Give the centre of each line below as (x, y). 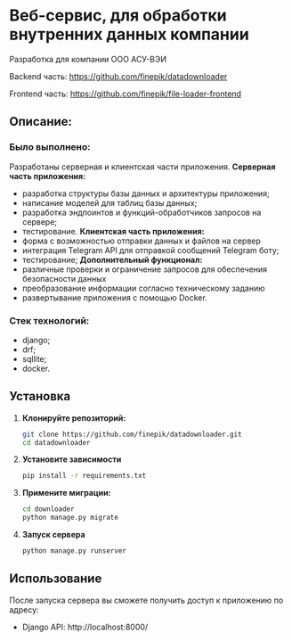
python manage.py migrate (70, 518)
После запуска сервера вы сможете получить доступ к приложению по (146, 600)
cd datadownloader (56, 442)
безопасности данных (64, 278)
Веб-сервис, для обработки (118, 16)
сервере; (40, 222)
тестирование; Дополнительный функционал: (112, 259)
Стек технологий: (49, 320)
